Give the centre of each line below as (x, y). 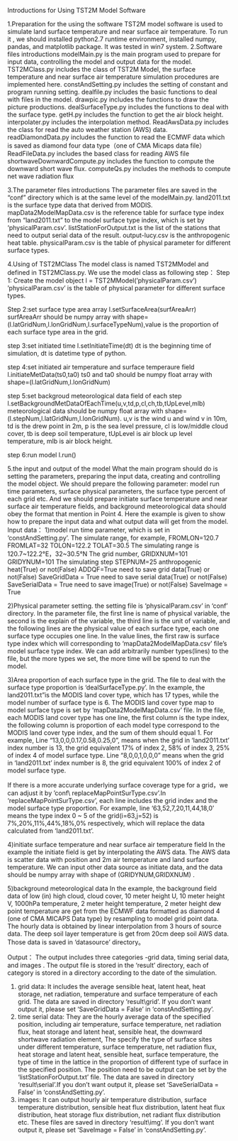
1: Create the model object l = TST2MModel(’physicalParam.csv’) (102, 280)
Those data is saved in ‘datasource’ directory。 (76, 942)
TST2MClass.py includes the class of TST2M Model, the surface (102, 69)
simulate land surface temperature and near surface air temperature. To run (118, 32)
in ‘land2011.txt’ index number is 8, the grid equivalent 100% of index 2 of (114, 763)
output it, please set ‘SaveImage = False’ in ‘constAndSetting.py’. (112, 1130)
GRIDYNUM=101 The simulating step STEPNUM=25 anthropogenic (104, 562)
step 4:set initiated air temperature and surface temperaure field (101, 367)
